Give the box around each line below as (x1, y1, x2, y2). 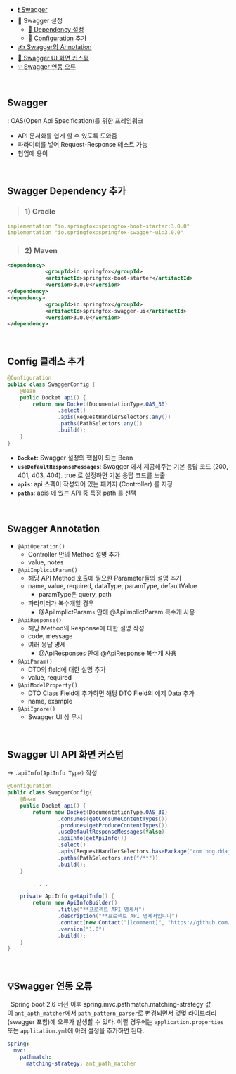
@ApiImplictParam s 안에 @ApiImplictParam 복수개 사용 (38, 607, 195, 616)
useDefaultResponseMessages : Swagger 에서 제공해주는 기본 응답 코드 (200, (17, 462, 228, 470)
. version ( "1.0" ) (57, 926, 105, 933)
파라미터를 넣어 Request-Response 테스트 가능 (17, 140, 148, 148)
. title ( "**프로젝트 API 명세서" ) (57, 906, 145, 913)
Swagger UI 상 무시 (27, 712, 83, 721)
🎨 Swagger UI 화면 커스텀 (17, 54, 90, 62)
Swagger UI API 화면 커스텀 (7, 749, 124, 761)
